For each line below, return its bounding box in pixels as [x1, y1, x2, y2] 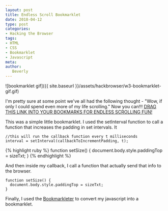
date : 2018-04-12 [5, 17, 42, 22]
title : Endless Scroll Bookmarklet [5, 12, 81, 17]
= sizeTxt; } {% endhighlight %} [5, 153, 71, 159]
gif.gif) [5, 88, 19, 94]
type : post [5, 21, 29, 27]
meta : [5, 59, 17, 65]
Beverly [12, 69, 29, 74]
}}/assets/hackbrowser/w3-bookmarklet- [75, 83, 161, 89]
